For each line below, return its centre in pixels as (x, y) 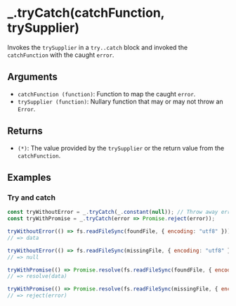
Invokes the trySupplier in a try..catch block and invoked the (98, 47)
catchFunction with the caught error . (61, 55)
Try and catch (32, 197)
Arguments (33, 77)
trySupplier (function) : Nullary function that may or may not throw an (120, 101)
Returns (25, 131)
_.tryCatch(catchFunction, (86, 13)
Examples (29, 177)
